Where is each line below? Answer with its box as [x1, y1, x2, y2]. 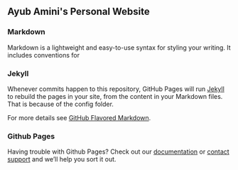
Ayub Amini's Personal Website [7, 6, 151, 18]
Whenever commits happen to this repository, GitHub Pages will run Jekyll [7, 85, 225, 93]
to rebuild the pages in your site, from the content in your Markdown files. [7, 92, 223, 100]
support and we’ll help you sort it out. [7, 155, 117, 164]
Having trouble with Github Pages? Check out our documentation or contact [7, 147, 229, 156]
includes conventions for [7, 51, 80, 59]
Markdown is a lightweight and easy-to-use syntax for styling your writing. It [7, 43, 231, 52]
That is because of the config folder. [7, 100, 114, 108]
